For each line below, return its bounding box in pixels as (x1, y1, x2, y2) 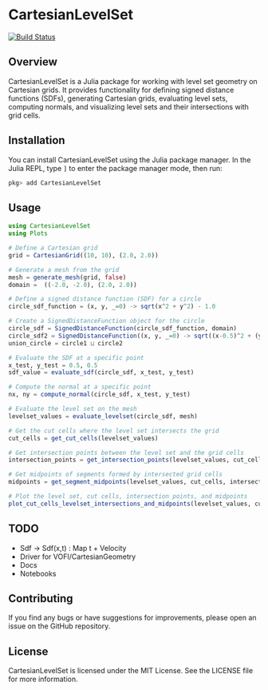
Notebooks (19, 568, 57, 578)
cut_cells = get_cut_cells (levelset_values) (8, 434, 159, 442)
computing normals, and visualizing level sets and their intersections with (8, 102, 250, 111)
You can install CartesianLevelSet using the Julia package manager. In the (8, 154, 251, 165)
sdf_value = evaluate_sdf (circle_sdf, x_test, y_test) (8, 369, 195, 377)
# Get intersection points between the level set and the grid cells (8, 449, 245, 457)
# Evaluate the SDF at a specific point (8, 353, 145, 361)
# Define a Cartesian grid (8, 244, 98, 252)
